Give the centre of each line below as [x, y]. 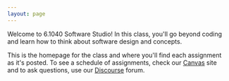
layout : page [26, 14]
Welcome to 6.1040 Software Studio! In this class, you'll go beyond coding [115, 34]
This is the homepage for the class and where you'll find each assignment [114, 55]
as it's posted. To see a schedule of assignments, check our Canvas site [112, 62]
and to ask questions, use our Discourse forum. [76, 70]
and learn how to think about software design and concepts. [95, 41]
